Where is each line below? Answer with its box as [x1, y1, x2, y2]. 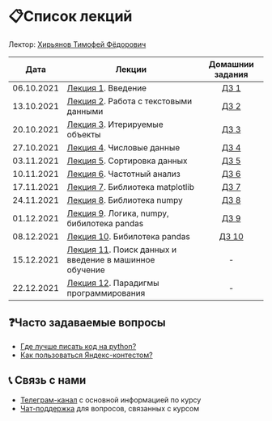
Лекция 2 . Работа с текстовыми [66, 95, 193, 107]
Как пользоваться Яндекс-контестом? [19, 350, 153, 360]
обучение [66, 264, 105, 276]
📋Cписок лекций [8, 7, 133, 26]
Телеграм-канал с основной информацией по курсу [19, 394, 202, 405]
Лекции [115, 63, 147, 74]
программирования [66, 287, 146, 298]
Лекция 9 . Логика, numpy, [66, 208, 169, 219]
